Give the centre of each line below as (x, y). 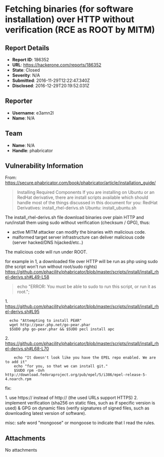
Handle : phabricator (32, 150)
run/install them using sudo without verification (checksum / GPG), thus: (78, 223)
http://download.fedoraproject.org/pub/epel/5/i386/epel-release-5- (76, 375)
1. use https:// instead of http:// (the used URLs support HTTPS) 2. (72, 398)
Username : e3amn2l (33, 113)
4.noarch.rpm (18, 379)
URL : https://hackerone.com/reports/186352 (57, 65)
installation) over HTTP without (70, 19)
